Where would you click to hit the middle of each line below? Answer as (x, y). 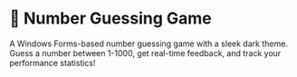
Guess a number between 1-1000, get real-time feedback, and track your (145, 53)
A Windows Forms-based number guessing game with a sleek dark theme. (148, 43)
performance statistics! (53, 63)
